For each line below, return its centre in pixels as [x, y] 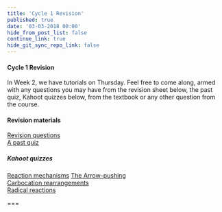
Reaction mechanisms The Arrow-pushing [67, 176]
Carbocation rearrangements [48, 183]
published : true [30, 20]
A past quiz [23, 143]
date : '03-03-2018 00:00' [44, 26]
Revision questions [34, 135]
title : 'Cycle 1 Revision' [46, 13]
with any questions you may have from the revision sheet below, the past [110, 90]
